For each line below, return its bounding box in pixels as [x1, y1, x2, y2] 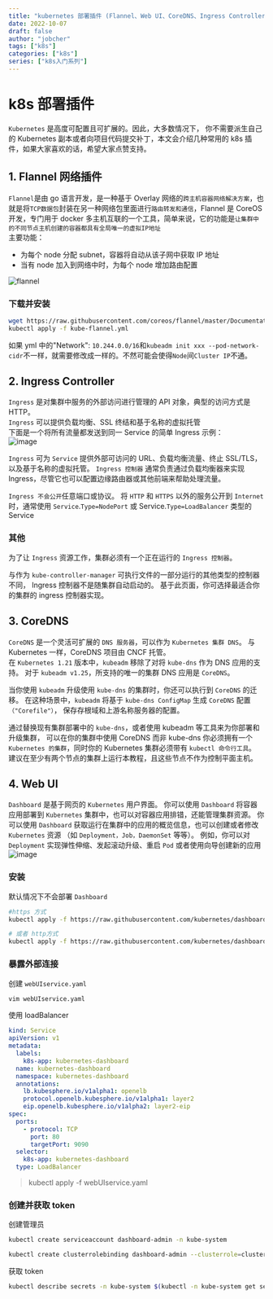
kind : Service [8, 1027, 57, 1035]
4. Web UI [8, 777, 58, 791]
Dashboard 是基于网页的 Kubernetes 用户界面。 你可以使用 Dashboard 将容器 [8, 800, 258, 810]
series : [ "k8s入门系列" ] [8, 58, 88, 66]
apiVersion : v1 [8, 1034, 60, 1042]
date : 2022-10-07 [8, 20, 67, 28]
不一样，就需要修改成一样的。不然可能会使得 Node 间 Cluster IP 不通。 [23, 350, 252, 360]
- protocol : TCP [23, 1125, 79, 1133]
